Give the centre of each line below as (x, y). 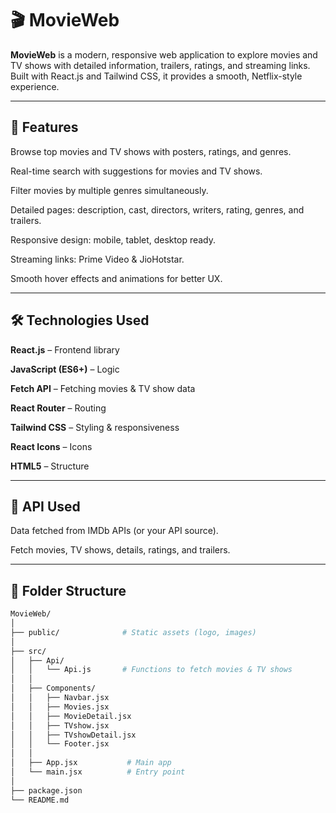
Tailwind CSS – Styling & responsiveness (95, 427)
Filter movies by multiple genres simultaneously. (109, 190)
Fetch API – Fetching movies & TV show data (103, 388)
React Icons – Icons (51, 446)
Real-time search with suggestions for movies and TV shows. (136, 171)
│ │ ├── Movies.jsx (60, 707)
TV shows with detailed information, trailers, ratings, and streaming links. (160, 65)
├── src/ (28, 651)
